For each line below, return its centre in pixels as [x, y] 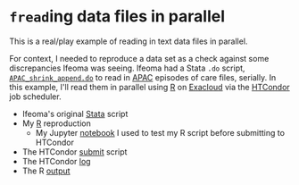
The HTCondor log [56, 161]
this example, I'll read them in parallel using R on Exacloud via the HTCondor [149, 87]
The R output [46, 171]
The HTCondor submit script [75, 151]
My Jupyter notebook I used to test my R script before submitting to [160, 132]
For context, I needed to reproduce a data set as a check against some [139, 58]
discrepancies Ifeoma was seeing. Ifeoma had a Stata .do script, [127, 68]
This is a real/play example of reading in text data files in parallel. [129, 41]
